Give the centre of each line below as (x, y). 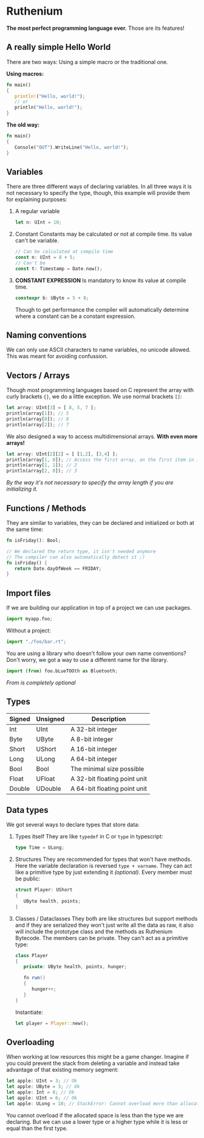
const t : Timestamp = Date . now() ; (59, 269)
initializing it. (22, 489)
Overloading (30, 1042)
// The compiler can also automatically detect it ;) (76, 557)
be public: (28, 879)
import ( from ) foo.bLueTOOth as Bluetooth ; (62, 671)
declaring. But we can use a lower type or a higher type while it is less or (97, 1122)
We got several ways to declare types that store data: (73, 825)
